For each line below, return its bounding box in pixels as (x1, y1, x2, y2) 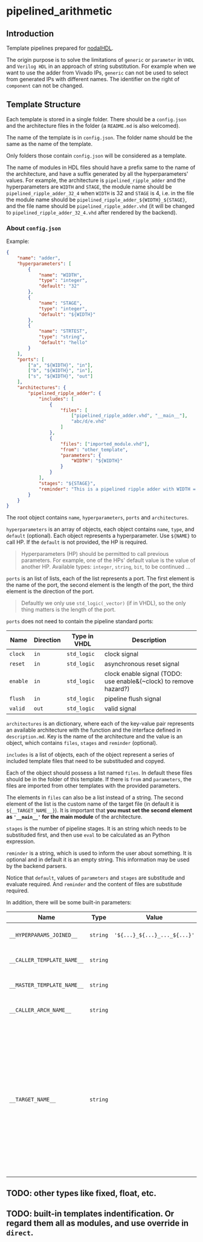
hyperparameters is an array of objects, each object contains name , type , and (6, 526, 195, 533)
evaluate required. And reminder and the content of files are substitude (6, 881, 182, 888)
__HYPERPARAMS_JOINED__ (9, 932, 78, 939)
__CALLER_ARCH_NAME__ (9, 1007, 71, 1013)
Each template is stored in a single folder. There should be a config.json (6, 115, 187, 122)
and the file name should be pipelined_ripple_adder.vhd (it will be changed (6, 202, 195, 210)
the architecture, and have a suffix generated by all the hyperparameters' (6, 170, 188, 177)
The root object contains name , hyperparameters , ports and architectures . (6, 514, 189, 521)
